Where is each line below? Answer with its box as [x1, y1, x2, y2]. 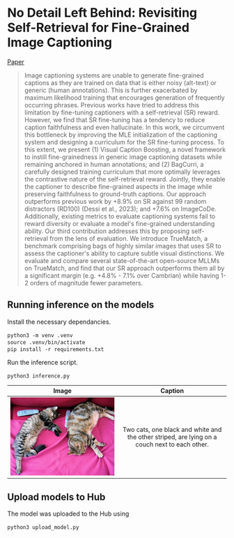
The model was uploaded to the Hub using [7, 509, 130, 518]
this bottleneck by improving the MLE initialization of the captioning [24, 130, 218, 139]
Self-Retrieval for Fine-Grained [7, 20, 190, 36]
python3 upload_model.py [7, 524, 79, 531]
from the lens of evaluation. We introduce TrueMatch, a [49, 234, 208, 242]
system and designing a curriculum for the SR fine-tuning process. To [24, 137, 225, 146]
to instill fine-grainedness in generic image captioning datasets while [24, 152, 223, 161]
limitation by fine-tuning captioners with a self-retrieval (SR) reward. [24, 108, 220, 117]
